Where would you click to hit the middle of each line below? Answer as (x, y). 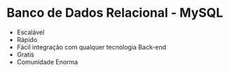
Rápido (27, 39)
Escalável (31, 32)
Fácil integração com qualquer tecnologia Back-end (91, 47)
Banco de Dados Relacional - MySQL (115, 13)
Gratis (25, 55)
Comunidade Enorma (47, 62)
